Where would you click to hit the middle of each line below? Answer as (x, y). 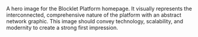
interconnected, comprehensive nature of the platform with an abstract (94, 15)
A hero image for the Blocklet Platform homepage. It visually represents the (99, 9)
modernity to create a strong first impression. (62, 27)
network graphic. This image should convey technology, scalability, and (95, 21)
